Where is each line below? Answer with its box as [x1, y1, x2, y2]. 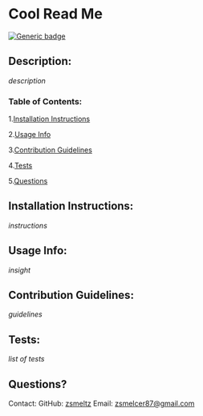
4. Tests [8, 161, 33, 171]
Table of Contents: [8, 95, 83, 107]
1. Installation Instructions [8, 114, 91, 124]
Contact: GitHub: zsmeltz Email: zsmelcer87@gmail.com [8, 398, 195, 409]
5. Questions [8, 176, 48, 186]
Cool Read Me [8, 5, 103, 23]
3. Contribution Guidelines [8, 145, 92, 155]
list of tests [8, 354, 46, 364]
